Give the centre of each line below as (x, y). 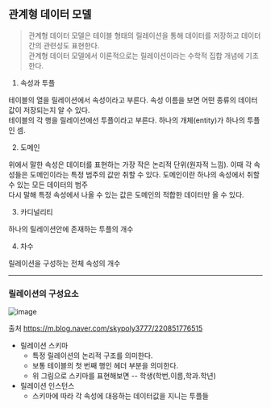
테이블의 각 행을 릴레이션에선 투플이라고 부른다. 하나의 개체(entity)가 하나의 (127, 120)
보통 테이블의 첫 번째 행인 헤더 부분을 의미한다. (105, 366)
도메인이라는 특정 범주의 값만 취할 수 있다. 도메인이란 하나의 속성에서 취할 (145, 174)
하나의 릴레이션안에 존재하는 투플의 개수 (71, 229)
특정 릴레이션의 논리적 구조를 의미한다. (92, 356)
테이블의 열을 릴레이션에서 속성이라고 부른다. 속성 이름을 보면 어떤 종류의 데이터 (133, 100)
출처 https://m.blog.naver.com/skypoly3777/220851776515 (106, 328)
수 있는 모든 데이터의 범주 (48, 185)
